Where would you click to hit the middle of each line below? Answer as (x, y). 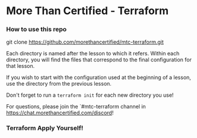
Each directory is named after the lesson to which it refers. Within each (93, 54)
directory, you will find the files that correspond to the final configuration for (99, 60)
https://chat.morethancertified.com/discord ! (60, 113)
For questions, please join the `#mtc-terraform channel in (76, 107)
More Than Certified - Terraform (88, 11)
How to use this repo (36, 29)
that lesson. (20, 66)
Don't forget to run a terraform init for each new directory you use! (90, 95)
